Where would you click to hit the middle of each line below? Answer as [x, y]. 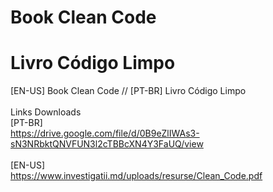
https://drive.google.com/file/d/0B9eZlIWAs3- [105, 133]
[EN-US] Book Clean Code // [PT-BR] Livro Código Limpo [128, 91]
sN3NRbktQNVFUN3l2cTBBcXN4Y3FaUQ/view [107, 144]
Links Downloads [46, 112]
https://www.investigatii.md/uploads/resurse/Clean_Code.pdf [136, 176]
